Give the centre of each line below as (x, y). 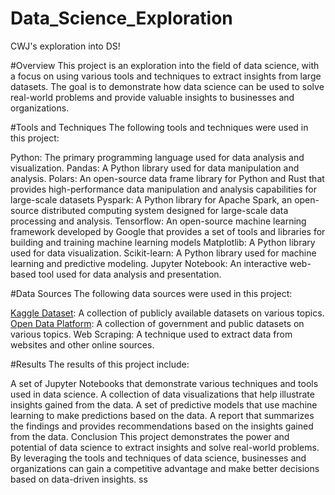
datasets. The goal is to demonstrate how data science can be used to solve (167, 86)
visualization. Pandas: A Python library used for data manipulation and (155, 168)
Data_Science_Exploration (121, 18)
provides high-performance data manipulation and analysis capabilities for (164, 189)
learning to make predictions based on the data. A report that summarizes (162, 415)
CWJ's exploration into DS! (65, 46)
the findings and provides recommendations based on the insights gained (162, 426)
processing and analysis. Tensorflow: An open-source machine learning (158, 221)
